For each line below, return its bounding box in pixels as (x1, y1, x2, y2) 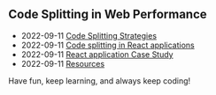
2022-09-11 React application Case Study (20, 48, 174, 60)
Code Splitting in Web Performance (8, 7, 207, 22)
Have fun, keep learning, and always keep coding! (8, 75, 191, 86)
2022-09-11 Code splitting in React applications (20, 40, 196, 50)
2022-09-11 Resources (20, 58, 105, 69)
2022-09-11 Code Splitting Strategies (20, 30, 157, 40)
